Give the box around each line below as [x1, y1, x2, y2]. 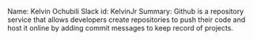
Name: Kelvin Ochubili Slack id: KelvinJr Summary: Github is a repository [7, 7, 244, 16]
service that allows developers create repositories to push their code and [7, 15, 246, 24]
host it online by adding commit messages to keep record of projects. [7, 24, 234, 32]
